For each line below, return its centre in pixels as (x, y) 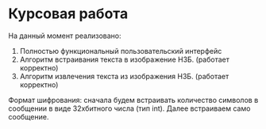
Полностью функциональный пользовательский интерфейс (121, 51)
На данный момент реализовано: (65, 36)
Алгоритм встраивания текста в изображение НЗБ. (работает (125, 59)
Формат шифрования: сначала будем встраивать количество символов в (133, 100)
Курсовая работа (68, 14)
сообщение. (29, 116)
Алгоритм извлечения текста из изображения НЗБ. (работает (124, 76)
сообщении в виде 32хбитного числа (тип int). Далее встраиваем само (129, 108)
